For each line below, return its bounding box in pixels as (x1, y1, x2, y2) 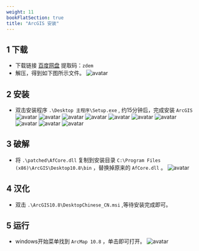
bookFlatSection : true (6, 15, 64, 21)
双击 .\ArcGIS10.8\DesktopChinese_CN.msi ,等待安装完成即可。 (15, 201, 172, 208)
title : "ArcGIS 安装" (6, 20, 60, 26)
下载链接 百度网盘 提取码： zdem (15, 62, 94, 69)
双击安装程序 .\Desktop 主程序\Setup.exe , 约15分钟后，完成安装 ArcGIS (15, 106, 193, 114)
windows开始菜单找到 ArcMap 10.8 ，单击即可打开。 (15, 238, 146, 245)
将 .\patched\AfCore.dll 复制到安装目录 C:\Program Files (15, 156, 161, 164)
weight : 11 (6, 9, 34, 15)
